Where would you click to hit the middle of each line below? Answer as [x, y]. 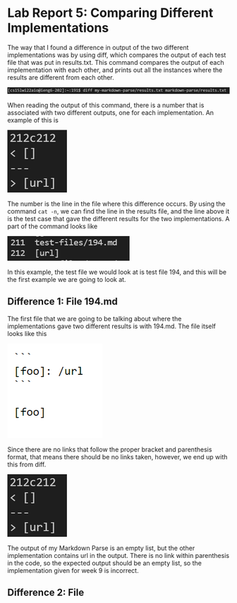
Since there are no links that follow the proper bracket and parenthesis [110, 449]
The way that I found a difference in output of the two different [98, 47]
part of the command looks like [53, 226]
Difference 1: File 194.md [63, 302]
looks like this [27, 333]
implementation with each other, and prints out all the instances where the [115, 70]
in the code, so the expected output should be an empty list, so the [105, 563]
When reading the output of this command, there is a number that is [106, 105]
